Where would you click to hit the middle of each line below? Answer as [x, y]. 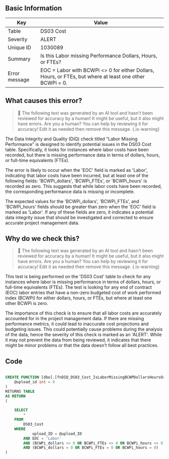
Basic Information [34, 8]
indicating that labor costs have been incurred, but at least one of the [77, 175]
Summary [19, 59]
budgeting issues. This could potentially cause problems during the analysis [84, 329]
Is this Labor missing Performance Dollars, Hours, [99, 56]
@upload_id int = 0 [35, 382]
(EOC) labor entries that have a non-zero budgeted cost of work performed [83, 293]
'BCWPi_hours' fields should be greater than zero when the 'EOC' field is [80, 207]
